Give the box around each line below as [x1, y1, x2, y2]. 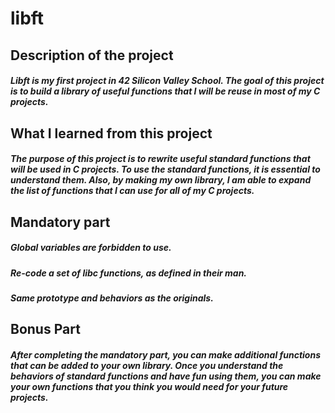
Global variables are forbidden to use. [10, 242, 172, 254]
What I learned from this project [10, 125, 213, 142]
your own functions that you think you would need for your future [10, 380, 289, 392]
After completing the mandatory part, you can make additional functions [10, 348, 321, 361]
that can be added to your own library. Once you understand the [10, 359, 284, 371]
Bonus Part [10, 321, 81, 338]
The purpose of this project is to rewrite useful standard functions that [10, 153, 311, 165]
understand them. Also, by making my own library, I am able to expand [10, 174, 312, 186]
